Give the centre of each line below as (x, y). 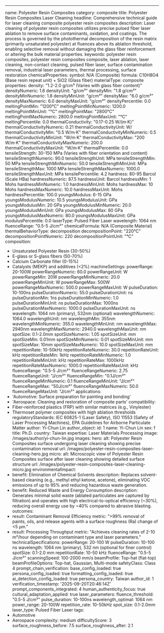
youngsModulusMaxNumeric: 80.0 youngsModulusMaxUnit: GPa (70, 215)
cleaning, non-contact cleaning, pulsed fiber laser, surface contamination (79, 65)
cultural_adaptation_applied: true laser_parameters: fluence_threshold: (83, 594)
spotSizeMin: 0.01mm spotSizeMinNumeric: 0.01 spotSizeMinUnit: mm (82, 339)
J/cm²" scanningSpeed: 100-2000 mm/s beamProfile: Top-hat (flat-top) (84, 558)
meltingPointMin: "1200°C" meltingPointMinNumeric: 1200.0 (65, 106)
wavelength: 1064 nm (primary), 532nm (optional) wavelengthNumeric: (83, 313)
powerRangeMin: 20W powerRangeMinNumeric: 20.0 (66, 277)
